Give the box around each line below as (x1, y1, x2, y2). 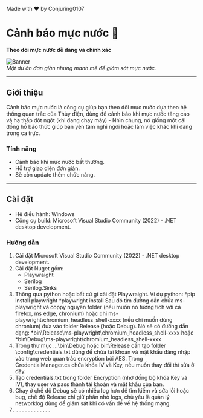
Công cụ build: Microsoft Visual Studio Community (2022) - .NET (14, 217, 177, 224)
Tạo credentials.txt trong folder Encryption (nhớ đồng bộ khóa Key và (14, 374, 188, 382)
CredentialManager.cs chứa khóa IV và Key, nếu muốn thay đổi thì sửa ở (14, 361, 195, 368)
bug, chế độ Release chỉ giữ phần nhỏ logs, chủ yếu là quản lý (14, 393, 170, 401)
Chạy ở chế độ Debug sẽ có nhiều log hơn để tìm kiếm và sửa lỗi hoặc (14, 387, 189, 394)
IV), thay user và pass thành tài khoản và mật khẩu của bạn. (14, 380, 164, 388)
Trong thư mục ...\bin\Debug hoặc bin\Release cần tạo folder (14, 342, 166, 350)
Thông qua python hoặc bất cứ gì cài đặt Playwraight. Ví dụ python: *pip (14, 290, 195, 298)
